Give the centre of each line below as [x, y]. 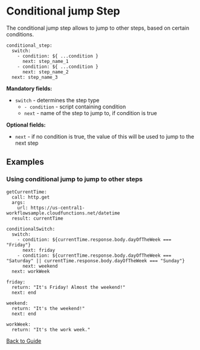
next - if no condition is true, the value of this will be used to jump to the [105, 136]
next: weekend [40, 266]
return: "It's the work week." [51, 329]
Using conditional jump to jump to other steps [75, 179]
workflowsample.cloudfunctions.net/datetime [63, 213]
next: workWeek [31, 271]
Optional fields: [26, 125]
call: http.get [31, 197]
